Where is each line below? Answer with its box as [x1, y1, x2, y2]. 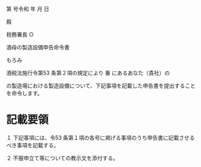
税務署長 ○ [6, 31, 34, 38]
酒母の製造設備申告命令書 [6, 44, 70, 51]
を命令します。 [6, 90, 43, 96]
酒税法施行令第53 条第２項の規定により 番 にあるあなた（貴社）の [6, 69, 170, 77]
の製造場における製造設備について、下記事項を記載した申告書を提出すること [6, 82, 196, 89]
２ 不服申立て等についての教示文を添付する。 [6, 154, 119, 162]
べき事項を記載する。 [6, 141, 59, 149]
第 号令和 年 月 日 [6, 5, 49, 12]
